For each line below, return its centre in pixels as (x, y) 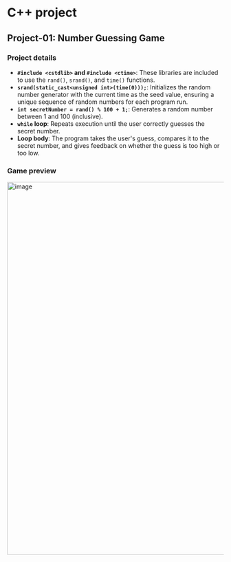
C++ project (42, 13)
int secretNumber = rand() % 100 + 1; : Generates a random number (115, 109)
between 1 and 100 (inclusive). (60, 116)
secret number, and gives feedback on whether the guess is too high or (118, 145)
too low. (28, 153)
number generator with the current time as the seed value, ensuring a (115, 94)
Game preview (32, 171)
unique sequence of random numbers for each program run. (102, 102)
